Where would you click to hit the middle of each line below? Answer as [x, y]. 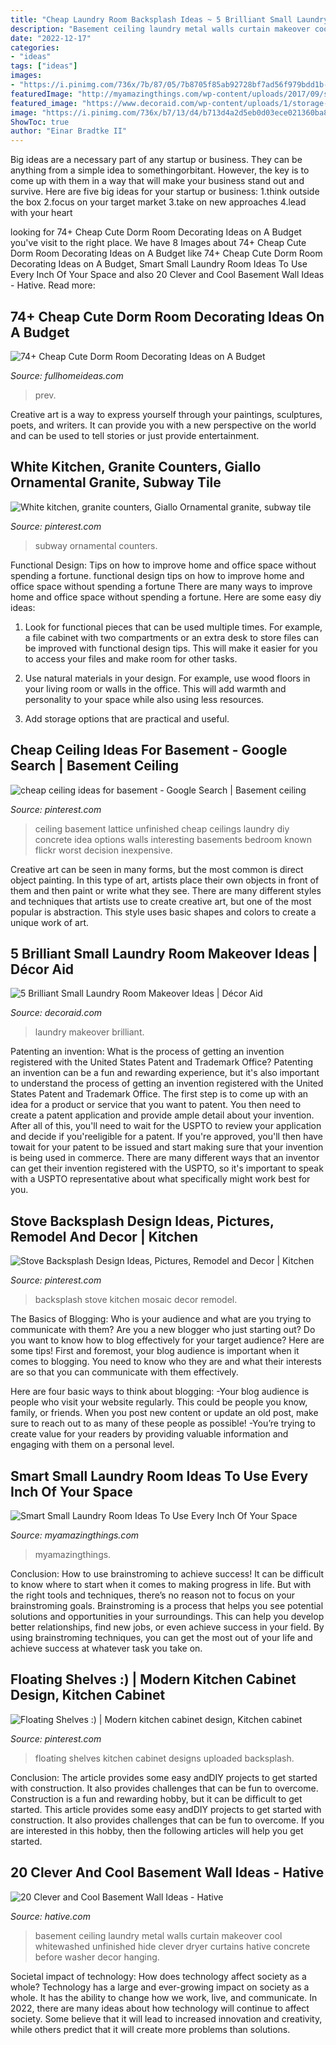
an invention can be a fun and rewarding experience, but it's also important [165, 1073]
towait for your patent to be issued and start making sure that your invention [167, 1147]
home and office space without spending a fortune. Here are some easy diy [166, 597]
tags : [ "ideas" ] [44, 66]
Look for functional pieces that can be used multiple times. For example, [173, 627]
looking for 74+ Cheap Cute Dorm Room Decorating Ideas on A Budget [156, 232]
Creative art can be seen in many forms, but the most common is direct [157, 869]
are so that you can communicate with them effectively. [124, 1372]
